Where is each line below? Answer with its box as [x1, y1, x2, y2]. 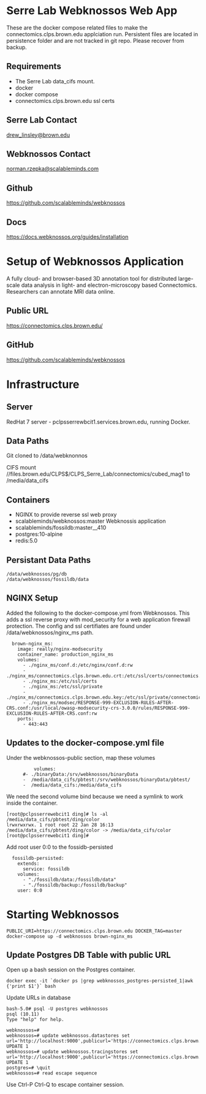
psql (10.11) [6, 1011, 40, 1017]
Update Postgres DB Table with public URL [6, 949, 171, 960]
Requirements [6, 61, 61, 72]
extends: [17, 860, 40, 867]
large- [178, 275, 194, 282]
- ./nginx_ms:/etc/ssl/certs [22, 678, 97, 684]
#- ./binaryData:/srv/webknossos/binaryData [22, 771, 139, 777]
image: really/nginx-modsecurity [17, 646, 103, 652]
